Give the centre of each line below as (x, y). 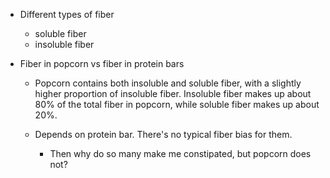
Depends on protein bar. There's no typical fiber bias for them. (163, 134)
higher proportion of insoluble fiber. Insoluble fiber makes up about (173, 93)
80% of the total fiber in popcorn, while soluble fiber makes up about (177, 104)
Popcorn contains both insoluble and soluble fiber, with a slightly (168, 83)
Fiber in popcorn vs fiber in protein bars (102, 63)
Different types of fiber (67, 14)
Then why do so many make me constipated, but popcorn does (180, 153)
